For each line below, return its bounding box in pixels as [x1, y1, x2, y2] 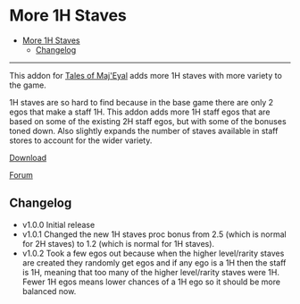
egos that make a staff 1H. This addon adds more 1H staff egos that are [9, 106, 271, 117]
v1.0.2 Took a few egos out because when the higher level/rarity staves [21, 248, 285, 258]
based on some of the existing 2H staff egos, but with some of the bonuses [9, 115, 287, 126]
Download [9, 152, 47, 163]
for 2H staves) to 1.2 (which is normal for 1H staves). [21, 238, 215, 249]
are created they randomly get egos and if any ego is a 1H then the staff [21, 257, 287, 268]
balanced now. [21, 285, 77, 296]
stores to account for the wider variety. [9, 135, 153, 146]
